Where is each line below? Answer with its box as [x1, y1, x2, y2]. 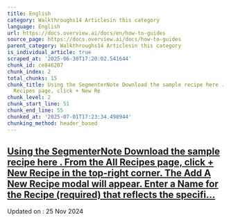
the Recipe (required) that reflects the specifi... [7, 189, 216, 200]
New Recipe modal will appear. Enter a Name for [7, 178, 219, 189]
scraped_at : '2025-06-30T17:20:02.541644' [7, 55, 132, 62]
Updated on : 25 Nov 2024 [7, 207, 84, 216]
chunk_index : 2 [7, 68, 51, 75]
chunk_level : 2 [7, 94, 51, 101]
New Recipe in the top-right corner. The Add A [7, 167, 212, 179]
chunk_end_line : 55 [7, 107, 64, 114]
